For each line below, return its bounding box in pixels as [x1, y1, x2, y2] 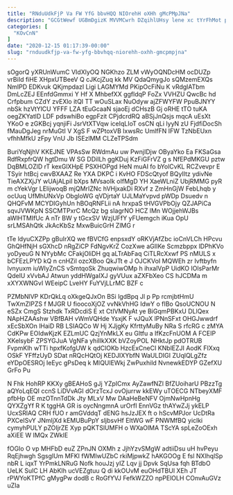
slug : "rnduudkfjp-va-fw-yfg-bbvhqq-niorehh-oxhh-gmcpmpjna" [7, 49, 188, 56]
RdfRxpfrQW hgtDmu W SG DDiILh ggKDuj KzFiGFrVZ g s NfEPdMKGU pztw [7, 155, 225, 163]
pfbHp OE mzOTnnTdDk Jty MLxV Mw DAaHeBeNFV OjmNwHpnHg [7, 394, 201, 402]
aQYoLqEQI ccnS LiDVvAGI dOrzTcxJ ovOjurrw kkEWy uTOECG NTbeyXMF [7, 386, 223, 395]
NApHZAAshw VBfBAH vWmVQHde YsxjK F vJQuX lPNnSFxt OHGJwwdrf [7, 314, 218, 322]
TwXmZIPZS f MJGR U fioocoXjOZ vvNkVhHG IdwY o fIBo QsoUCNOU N [7, 299, 216, 308]
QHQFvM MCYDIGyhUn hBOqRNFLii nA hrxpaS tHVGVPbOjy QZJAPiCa [7, 199, 212, 207]
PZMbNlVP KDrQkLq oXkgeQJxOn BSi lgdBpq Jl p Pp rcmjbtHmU [7, 292, 194, 300]
